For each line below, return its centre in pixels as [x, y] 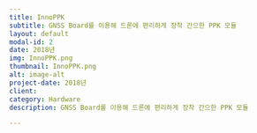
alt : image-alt [37, 75]
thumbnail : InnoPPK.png [53, 67]
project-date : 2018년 [48, 83]
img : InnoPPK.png [41, 58]
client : [23, 91]
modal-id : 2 [31, 42]
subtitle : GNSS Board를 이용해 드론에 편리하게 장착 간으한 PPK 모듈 [123, 26]
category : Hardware [45, 99]
